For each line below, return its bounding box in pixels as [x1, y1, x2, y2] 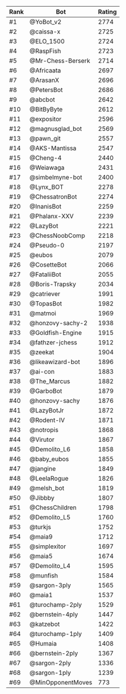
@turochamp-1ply [29, 630, 82, 638]
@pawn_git [29, 134, 61, 142]
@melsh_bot [29, 484, 65, 492]
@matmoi [29, 309, 56, 317]
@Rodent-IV [29, 416, 65, 424]
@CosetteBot [29, 261, 67, 268]
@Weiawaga [29, 164, 65, 172]
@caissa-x [29, 27, 61, 35]
